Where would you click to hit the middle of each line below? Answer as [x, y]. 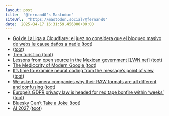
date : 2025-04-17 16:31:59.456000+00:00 [50, 24]
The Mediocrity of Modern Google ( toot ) [55, 65]
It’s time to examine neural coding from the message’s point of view [83, 71]
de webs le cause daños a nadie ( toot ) [53, 44]
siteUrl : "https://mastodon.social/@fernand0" [57, 19]
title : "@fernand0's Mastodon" [39, 15]
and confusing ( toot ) [34, 87]
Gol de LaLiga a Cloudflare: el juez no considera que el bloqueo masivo [87, 38]
